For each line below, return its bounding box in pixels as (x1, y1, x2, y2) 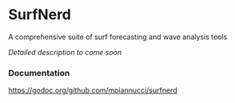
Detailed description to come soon (8, 47, 122, 57)
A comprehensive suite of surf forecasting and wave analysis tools (8, 32, 228, 42)
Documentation (8, 67, 70, 78)
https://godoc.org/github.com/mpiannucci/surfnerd (8, 85, 177, 95)
